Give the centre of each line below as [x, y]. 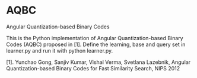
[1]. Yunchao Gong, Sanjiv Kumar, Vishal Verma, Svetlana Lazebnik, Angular [99, 62]
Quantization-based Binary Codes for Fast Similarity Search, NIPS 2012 [93, 68]
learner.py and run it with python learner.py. [60, 50]
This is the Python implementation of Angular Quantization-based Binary [95, 38]
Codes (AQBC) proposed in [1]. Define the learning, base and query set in [96, 44]
